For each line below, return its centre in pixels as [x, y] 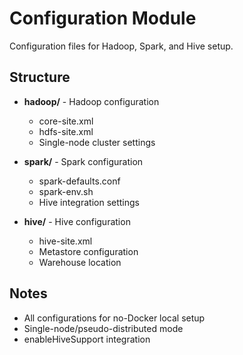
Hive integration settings [89, 202]
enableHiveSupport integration [87, 339]
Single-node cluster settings [97, 142]
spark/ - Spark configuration [83, 161]
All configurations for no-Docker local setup [114, 318]
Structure [40, 77]
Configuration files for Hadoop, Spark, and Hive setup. [121, 46]
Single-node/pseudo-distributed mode [103, 328]
